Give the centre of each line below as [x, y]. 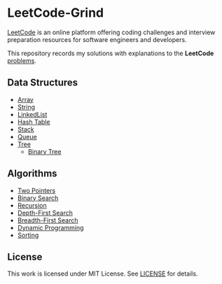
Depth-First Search [45, 213]
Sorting [28, 235]
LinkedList [32, 114]
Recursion [32, 205]
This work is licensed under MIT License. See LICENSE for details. [103, 274]
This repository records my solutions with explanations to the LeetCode [111, 53]
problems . [22, 60]
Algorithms [32, 174]
